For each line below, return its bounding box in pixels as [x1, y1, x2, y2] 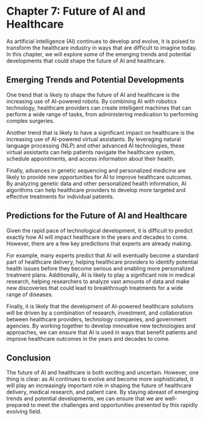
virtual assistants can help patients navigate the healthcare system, [6, 148, 176, 155]
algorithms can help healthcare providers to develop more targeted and [6, 186, 186, 193]
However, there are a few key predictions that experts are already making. [6, 240, 192, 247]
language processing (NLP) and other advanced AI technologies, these [6, 142, 185, 149]
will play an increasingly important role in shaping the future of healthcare [6, 382, 192, 389]
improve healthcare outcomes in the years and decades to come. [6, 335, 170, 342]
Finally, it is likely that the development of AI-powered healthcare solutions [6, 302, 194, 310]
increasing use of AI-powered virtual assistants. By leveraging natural [6, 135, 181, 143]
